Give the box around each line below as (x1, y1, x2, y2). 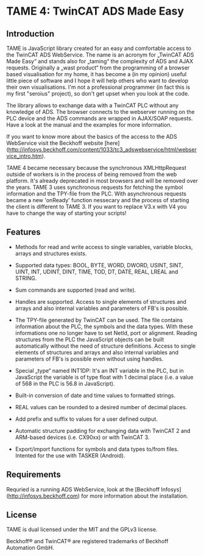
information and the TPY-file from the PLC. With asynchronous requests (6, 190, 187, 197)
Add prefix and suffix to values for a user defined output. (15, 415, 158, 423)
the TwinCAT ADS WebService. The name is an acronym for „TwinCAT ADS (6, 51, 194, 58)
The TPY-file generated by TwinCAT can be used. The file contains (15, 316, 183, 323)
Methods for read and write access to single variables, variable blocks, (15, 243, 193, 250)
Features (6, 227, 41, 238)
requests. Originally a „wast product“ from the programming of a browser (6, 64, 190, 71)
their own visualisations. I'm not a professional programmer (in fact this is (6, 83, 191, 91)
